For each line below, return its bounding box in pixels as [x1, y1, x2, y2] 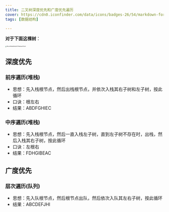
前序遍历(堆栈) [5, 74, 40, 81]
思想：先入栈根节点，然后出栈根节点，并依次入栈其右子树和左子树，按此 [12, 86, 162, 92]
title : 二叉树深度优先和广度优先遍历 [5, 7, 74, 13]
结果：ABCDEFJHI [12, 201, 50, 207]
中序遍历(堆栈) [5, 119, 40, 126]
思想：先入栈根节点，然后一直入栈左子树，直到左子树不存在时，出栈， [12, 131, 158, 137]
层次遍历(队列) [5, 182, 40, 189]
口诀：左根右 [12, 144, 39, 150]
